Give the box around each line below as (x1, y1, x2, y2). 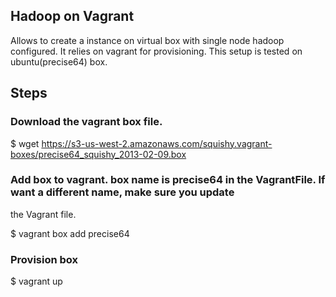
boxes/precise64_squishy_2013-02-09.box (10, 148, 187, 160)
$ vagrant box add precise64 (10, 227, 130, 239)
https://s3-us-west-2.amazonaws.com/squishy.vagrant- (41, 137, 273, 149)
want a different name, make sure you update (10, 185, 235, 199)
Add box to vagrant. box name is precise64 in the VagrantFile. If (10, 173, 326, 187)
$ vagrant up (10, 275, 63, 288)
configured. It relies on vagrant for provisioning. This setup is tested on (10, 45, 303, 57)
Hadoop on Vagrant (10, 8, 135, 25)
